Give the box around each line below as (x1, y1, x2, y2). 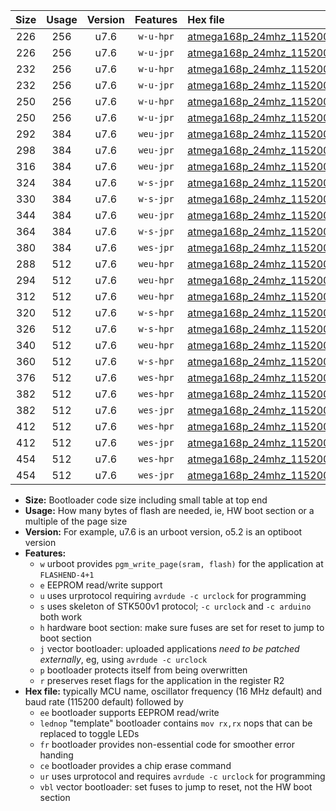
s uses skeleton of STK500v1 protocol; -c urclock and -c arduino (39, 600, 312, 612)
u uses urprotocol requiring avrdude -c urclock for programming (39, 590, 307, 601)
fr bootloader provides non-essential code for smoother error (39, 739, 295, 750)
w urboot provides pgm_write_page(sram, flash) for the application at (39, 558, 324, 569)
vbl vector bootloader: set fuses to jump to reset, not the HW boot (39, 781, 313, 793)
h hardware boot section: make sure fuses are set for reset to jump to (39, 622, 325, 633)
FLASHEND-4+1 (39, 570, 95, 580)
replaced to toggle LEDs (39, 728, 140, 739)
